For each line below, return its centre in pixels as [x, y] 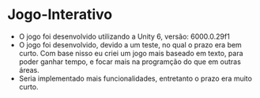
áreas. [29, 70]
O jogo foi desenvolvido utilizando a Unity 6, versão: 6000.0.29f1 [124, 36]
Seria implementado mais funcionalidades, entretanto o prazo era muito [135, 78]
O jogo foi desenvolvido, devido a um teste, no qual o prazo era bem [130, 44]
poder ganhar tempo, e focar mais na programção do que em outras [130, 62]
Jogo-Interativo [60, 15]
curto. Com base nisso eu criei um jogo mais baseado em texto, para [131, 53]
